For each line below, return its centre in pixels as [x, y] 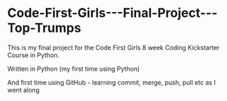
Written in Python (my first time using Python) [74, 69]
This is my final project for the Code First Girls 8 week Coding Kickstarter [114, 47]
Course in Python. [33, 55]
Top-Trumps [44, 28]
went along [24, 90]
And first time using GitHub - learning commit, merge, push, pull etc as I [112, 82]
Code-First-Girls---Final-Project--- [112, 13]
